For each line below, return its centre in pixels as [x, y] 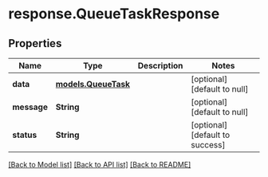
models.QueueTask [93, 84]
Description [160, 66]
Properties [35, 43]
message [30, 107]
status [25, 135]
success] [208, 145]
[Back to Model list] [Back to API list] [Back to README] [100, 165]
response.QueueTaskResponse [114, 14]
